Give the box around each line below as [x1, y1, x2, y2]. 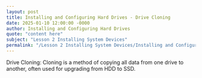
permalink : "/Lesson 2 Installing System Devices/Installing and [6, 43, 173, 49]
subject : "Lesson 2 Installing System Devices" [6, 37, 128, 43]
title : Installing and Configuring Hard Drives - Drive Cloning [6, 14, 171, 20]
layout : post [6, 8, 39, 15]
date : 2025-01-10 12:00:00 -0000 [6, 20, 90, 26]
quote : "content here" [6, 31, 63, 37]
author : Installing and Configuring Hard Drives [6, 25, 130, 32]
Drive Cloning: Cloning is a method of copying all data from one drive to [6, 58, 184, 66]
